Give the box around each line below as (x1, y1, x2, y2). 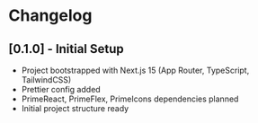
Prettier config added (21, 84, 101, 94)
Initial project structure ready (21, 103, 129, 113)
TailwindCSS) (21, 75, 72, 85)
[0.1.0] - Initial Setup (8, 41, 125, 57)
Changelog (8, 5, 93, 26)
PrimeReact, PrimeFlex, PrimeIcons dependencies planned (21, 93, 239, 104)
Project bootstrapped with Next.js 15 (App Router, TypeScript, (21, 65, 250, 75)
